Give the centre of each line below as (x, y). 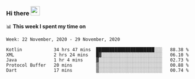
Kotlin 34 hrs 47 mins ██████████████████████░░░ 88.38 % (97, 50)
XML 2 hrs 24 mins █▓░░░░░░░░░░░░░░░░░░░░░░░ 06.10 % (97, 55)
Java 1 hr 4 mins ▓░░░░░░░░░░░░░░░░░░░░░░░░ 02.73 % (97, 60)
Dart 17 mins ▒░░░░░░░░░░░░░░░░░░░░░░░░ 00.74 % (97, 71)
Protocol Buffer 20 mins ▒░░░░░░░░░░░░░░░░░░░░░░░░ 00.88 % (97, 65)
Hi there (18, 13)
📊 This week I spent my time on (46, 27)
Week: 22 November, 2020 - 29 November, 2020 (63, 39)
